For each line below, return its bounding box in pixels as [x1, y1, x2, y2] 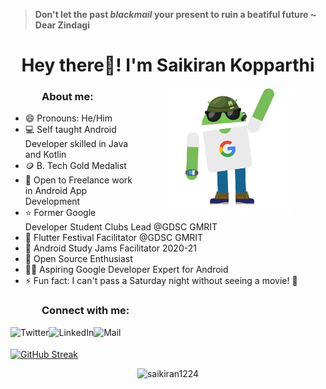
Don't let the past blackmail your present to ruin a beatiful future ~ [34, 9, 317, 20]
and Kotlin [24, 149, 67, 161]
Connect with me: [41, 304, 130, 318]
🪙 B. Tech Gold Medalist [24, 160, 127, 172]
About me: [41, 90, 94, 104]
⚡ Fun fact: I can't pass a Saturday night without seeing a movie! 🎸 [24, 275, 298, 287]
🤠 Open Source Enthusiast [24, 253, 133, 265]
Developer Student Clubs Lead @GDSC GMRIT [24, 221, 218, 233]
